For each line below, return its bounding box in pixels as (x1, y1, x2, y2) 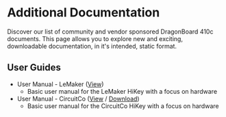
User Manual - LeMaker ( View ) (16, 80, 104, 88)
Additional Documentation (7, 5, 160, 21)
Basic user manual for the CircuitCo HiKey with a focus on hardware (27, 101, 219, 110)
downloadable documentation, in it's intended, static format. (7, 42, 177, 50)
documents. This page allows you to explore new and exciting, (7, 34, 184, 42)
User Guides (7, 62, 62, 73)
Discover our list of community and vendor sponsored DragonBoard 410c (7, 27, 214, 36)
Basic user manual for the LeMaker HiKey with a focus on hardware (27, 87, 218, 95)
